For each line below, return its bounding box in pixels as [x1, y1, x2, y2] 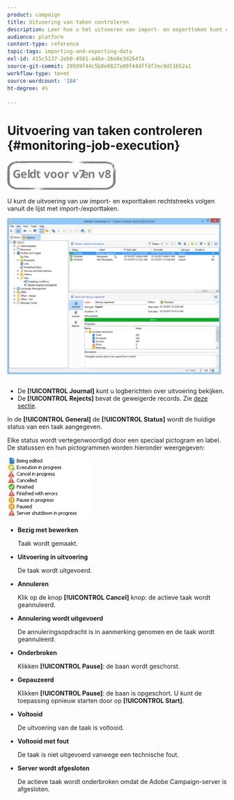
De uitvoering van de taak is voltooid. [17, 723, 125, 732]
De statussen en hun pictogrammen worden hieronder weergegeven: [7, 443, 205, 452]
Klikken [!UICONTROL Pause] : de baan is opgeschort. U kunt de [17, 689, 202, 698]
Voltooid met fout [17, 737, 70, 746]
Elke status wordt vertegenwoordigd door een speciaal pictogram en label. [7, 436, 221, 445]
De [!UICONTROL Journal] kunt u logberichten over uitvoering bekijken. [17, 387, 225, 395]
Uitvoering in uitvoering [17, 553, 88, 561]
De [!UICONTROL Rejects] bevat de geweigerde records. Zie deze [17, 394, 208, 403]
